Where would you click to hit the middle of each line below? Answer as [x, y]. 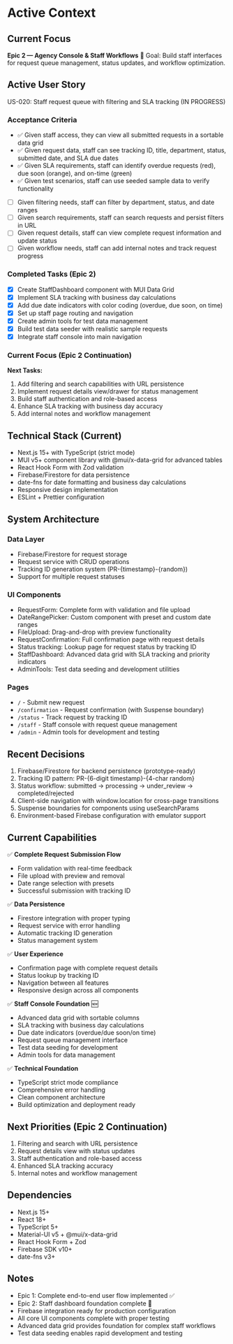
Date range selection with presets [66, 883]
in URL [27, 226]
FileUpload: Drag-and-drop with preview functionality [94, 632]
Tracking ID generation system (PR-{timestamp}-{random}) [103, 569]
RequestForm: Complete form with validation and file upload [104, 610]
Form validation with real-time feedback [75, 869]
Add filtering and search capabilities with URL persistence [101, 384]
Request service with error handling [69, 926]
